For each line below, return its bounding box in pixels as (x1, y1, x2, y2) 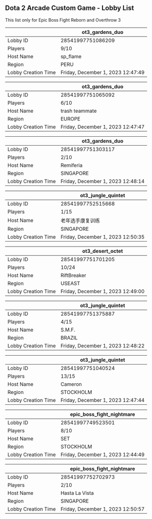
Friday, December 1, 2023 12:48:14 (60, 178, 145, 184)
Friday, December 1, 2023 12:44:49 (60, 451, 145, 458)
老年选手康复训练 (60, 217, 101, 224)
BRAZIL (60, 334, 78, 341)
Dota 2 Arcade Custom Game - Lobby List (5, 4, 134, 12)
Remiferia (60, 162, 83, 169)
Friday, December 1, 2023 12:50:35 (60, 233, 145, 240)
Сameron (60, 381, 82, 388)
